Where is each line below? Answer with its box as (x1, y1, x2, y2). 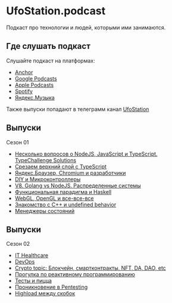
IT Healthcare (14, 252, 49, 259)
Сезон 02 (6, 240, 30, 248)
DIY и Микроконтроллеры (14, 175, 81, 183)
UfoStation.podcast (6, 4, 106, 18)
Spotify (14, 88, 33, 95)
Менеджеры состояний (14, 207, 75, 214)
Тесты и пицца (14, 277, 52, 285)
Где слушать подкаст (6, 41, 91, 51)
